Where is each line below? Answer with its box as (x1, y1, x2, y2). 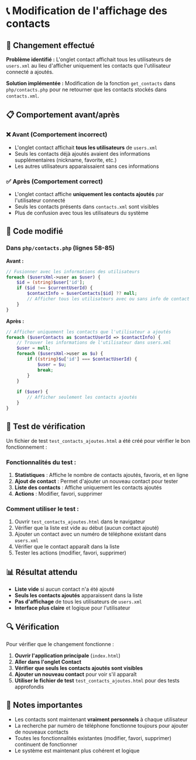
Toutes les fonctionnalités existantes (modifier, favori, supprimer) (14, 734, 171, 741)
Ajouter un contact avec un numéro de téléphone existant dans (14, 530, 167, 538)
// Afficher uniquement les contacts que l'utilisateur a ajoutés (6, 329, 171, 335)
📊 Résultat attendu (6, 567, 78, 577)
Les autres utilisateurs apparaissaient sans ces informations (14, 163, 159, 170)
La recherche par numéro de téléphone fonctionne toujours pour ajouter (14, 722, 188, 729)
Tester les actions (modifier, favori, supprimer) (14, 549, 127, 556)
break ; (37, 367, 54, 373)
